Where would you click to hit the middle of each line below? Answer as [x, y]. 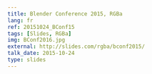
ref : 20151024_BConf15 [41, 27]
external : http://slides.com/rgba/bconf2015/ [76, 47]
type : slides [27, 60]
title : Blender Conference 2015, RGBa [65, 14]
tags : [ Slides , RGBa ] [40, 33]
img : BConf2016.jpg [36, 40]
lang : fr [20, 20]
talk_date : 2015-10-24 [41, 54]
